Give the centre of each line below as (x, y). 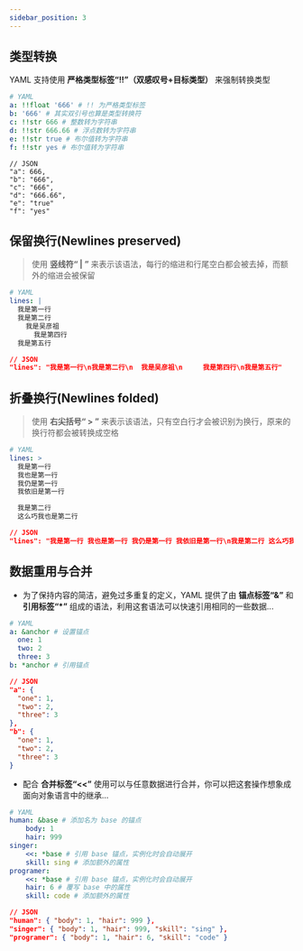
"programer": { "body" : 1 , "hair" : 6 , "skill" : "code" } (119, 937)
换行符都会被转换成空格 (75, 433)
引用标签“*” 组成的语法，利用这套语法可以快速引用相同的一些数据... (148, 606)
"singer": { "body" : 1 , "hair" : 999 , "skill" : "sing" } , (119, 929)
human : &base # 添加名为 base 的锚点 (75, 821)
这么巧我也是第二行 (48, 517)
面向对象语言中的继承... (65, 795)
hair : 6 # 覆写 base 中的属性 (78, 888)
